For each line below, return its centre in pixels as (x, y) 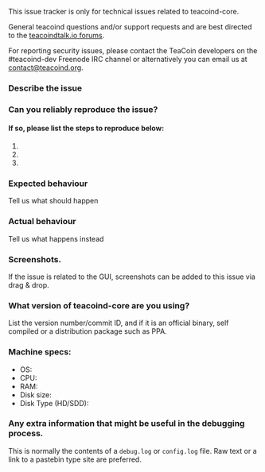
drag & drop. (29, 284)
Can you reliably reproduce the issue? (83, 109)
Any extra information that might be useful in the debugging (127, 424)
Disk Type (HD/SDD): (54, 403)
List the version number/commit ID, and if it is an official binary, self (119, 323)
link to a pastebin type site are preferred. (75, 459)
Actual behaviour (43, 222)
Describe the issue (45, 88)
